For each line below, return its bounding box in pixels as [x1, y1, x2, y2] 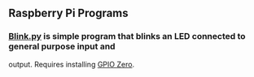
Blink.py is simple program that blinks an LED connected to [8, 31, 246, 42]
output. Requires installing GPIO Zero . [8, 59, 135, 69]
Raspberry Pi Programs [8, 6, 129, 20]
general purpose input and [8, 41, 116, 52]
